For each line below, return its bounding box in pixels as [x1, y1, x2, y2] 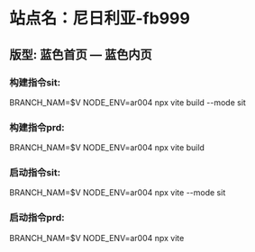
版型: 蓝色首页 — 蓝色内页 [9, 47, 152, 62]
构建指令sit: [9, 76, 61, 88]
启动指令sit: [9, 166, 61, 179]
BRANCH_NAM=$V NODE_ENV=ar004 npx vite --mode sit [9, 187, 226, 198]
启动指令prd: [9, 211, 65, 224]
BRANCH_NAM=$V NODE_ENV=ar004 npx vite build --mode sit [9, 96, 246, 108]
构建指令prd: [9, 121, 65, 133]
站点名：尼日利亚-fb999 [9, 8, 191, 29]
